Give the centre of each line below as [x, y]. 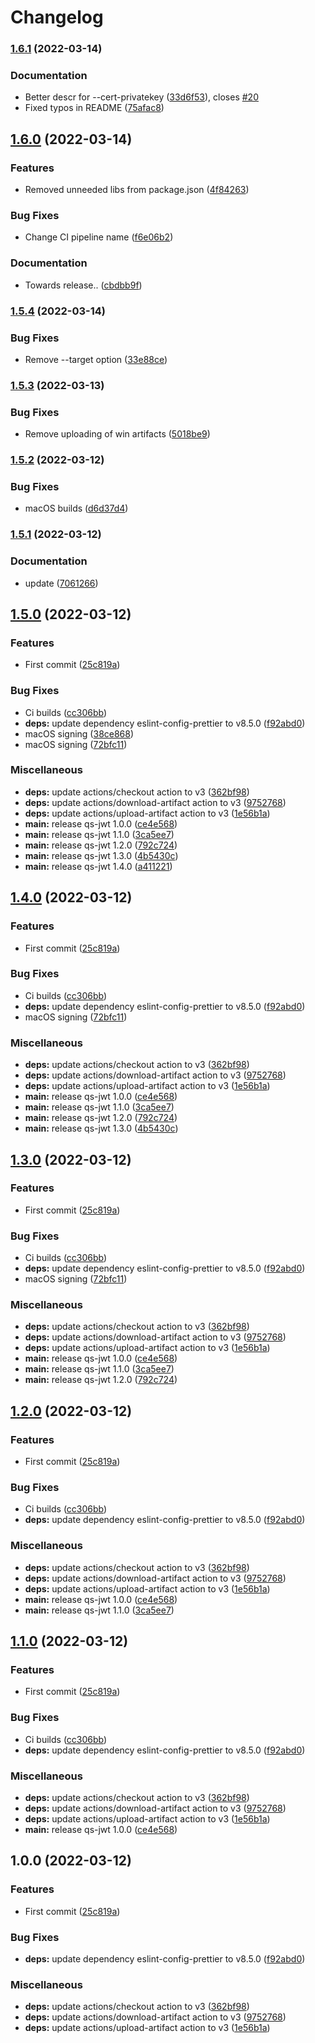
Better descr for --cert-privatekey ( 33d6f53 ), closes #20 [141, 97]
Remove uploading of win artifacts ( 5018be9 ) [117, 434]
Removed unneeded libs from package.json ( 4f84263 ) [137, 190]
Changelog [57, 17]
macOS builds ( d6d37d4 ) [76, 508]
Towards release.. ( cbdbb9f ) [83, 285]
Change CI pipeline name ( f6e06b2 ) [99, 237]
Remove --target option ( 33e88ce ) [96, 359]
